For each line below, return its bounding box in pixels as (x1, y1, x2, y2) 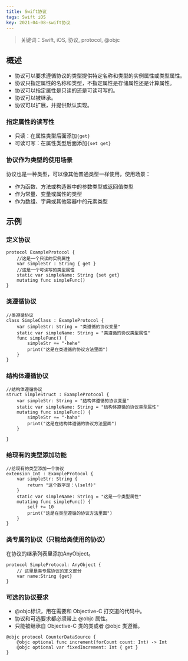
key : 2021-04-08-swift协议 (6, 19, 71, 25)
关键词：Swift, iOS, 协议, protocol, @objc (20, 37, 120, 44)
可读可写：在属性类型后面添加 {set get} (14, 140, 111, 147)
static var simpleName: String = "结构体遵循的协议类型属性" (17, 405, 159, 410)
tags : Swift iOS (6, 14, 46, 20)
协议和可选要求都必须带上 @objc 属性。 (14, 614, 111, 622)
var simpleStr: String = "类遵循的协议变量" (17, 324, 121, 330)
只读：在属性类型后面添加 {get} (14, 132, 90, 139)
